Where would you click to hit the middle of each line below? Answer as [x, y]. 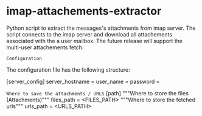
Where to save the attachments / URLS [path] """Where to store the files [97, 93]
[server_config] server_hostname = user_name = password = [83, 81]
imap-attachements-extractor [84, 11]
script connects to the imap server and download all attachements [89, 34]
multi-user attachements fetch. [45, 47]
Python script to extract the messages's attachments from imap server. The [101, 28]
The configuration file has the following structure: [68, 70]
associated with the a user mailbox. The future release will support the [94, 41]
